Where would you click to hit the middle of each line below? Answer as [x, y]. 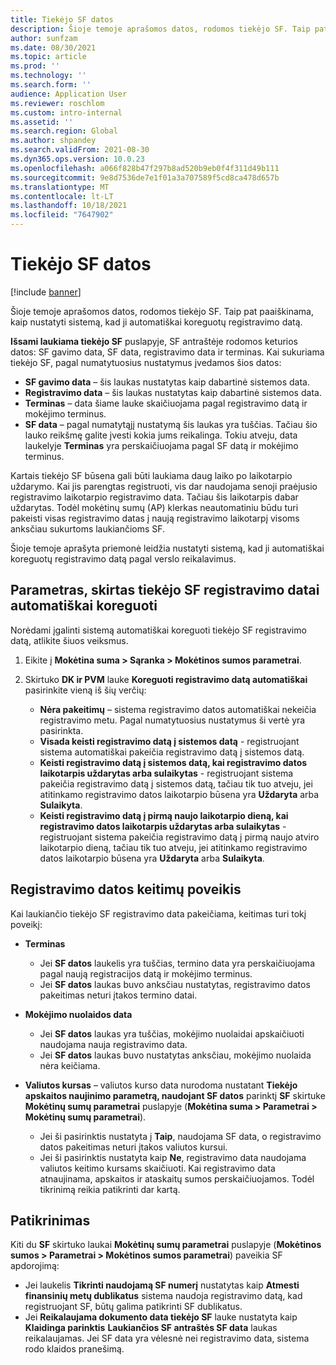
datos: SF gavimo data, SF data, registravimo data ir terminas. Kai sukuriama [167, 352]
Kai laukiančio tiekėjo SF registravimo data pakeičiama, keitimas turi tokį [158, 913]
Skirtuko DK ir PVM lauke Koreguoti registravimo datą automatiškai [166, 679]
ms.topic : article [48, 57]
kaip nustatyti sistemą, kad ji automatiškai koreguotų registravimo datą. [156, 322]
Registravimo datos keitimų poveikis [126, 889]
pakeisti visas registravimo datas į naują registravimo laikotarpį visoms [155, 518]
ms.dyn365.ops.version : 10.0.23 [77, 159]
